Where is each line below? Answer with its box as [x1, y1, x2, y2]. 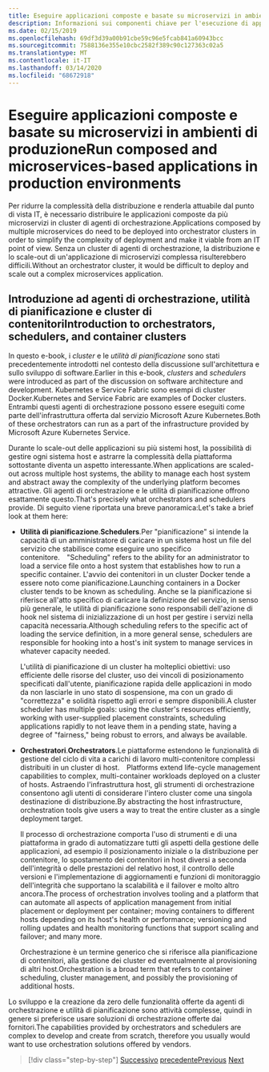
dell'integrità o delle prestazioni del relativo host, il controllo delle [19, 863, 235, 873]
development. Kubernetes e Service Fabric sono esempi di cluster [8, 385, 226, 395]
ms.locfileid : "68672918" [8, 71, 94, 79]
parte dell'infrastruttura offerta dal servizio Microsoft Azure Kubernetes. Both [8, 411, 261, 420]
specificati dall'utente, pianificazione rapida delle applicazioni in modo [19, 679, 252, 688]
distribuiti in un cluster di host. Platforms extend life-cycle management [19, 763, 261, 773]
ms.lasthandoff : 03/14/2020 [8, 64, 102, 72]
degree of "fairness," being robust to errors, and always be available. [19, 730, 248, 740]
